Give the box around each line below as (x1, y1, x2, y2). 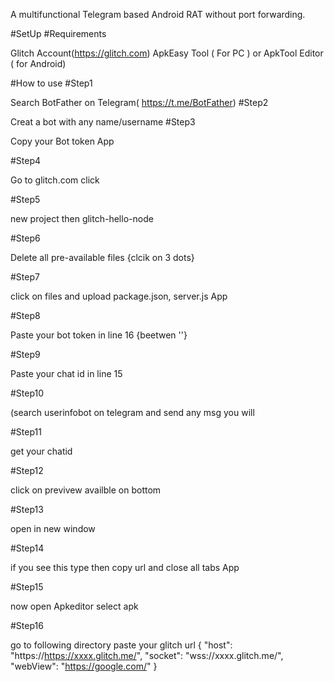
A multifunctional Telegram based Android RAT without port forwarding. (10, 9, 306, 20)
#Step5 (10, 194, 41, 205)
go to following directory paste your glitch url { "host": (10, 639, 233, 651)
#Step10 (10, 387, 45, 399)
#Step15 (10, 581, 44, 593)
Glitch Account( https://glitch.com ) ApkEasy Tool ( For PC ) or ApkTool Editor (10, 47, 324, 59)
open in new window (10, 523, 96, 534)
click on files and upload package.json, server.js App (10, 290, 228, 302)
